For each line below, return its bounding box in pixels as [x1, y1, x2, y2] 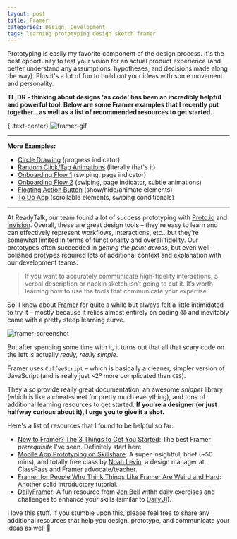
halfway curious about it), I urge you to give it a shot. [7, 408, 164, 416]
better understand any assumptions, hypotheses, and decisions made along [7, 64, 228, 73]
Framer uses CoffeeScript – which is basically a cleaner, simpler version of [7, 364, 226, 373]
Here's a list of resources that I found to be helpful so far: [7, 421, 174, 430]
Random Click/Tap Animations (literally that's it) [17, 163, 156, 171]
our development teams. [7, 258, 78, 267]
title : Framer [7, 17, 49, 24]
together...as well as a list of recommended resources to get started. [7, 108, 213, 116]
